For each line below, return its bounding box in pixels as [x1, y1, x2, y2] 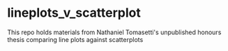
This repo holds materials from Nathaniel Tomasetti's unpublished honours [7, 28, 222, 36]
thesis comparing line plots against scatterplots [7, 35, 144, 43]
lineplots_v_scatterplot [7, 5, 142, 21]
